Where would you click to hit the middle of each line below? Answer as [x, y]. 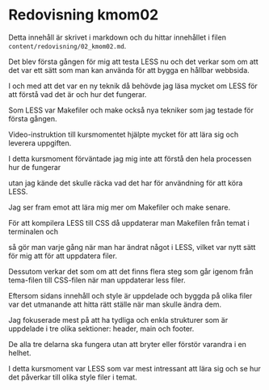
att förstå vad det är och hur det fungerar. [78, 94]
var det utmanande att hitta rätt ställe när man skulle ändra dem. [115, 304]
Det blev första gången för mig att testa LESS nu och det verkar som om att [133, 61]
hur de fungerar [35, 167]
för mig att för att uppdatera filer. [63, 256]
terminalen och [34, 231]
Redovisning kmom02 [84, 15]
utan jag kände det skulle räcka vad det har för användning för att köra [126, 183]
